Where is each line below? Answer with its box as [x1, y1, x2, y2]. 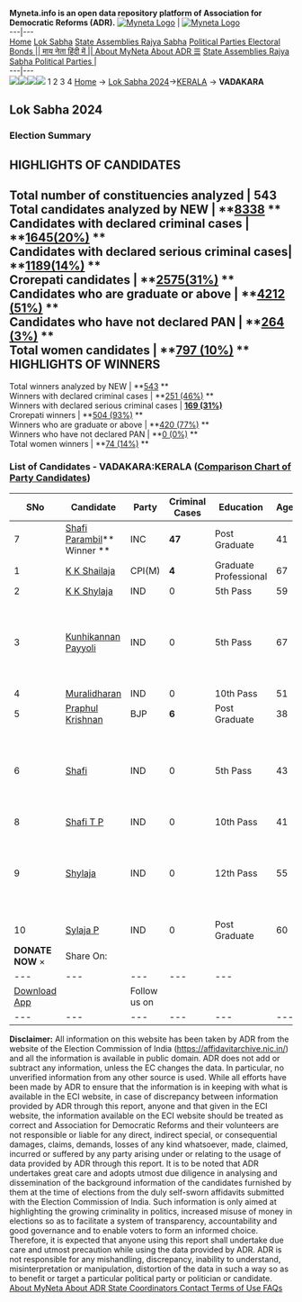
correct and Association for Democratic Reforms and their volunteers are [9, 1119, 280, 1130]
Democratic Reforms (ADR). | [9, 17, 181, 28]
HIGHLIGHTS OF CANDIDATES [9, 157, 182, 172]
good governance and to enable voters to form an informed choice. [9, 1225, 259, 1235]
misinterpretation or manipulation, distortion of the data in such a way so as [9, 1263, 289, 1274]
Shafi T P [65, 815, 104, 828]
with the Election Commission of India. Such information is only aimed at [9, 1196, 277, 1206]
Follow [129, 984, 158, 997]
